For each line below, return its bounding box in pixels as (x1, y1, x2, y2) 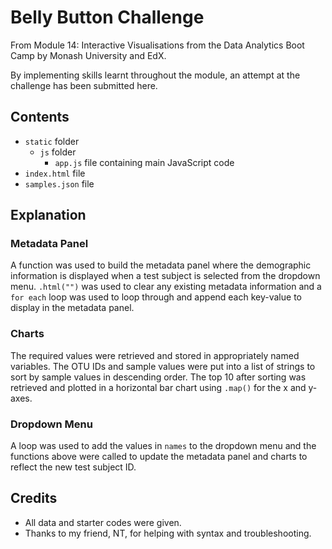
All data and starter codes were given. (24, 516, 182, 528)
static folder (24, 135, 80, 147)
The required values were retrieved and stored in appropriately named (10, 349, 300, 361)
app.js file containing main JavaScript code (54, 156, 235, 168)
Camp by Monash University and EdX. (10, 49, 167, 61)
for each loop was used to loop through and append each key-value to (10, 291, 302, 303)
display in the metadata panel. (10, 302, 135, 314)
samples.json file (24, 177, 95, 190)
